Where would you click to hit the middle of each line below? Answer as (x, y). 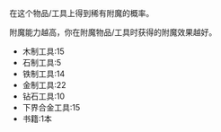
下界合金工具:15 (51, 107)
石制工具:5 (42, 62)
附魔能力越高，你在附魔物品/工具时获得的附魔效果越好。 (113, 32)
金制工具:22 (44, 85)
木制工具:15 (43, 51)
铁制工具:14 (44, 74)
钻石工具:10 (44, 96)
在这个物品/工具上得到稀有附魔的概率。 (82, 13)
